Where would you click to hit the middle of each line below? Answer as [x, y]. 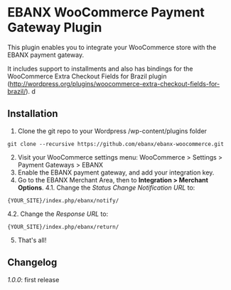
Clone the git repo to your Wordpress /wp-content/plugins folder [112, 131]
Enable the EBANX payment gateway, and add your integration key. [116, 172]
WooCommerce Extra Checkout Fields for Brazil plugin [87, 76]
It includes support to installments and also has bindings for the [100, 68]
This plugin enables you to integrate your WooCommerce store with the [112, 47]
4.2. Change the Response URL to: [58, 214]
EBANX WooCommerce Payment [106, 12]
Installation [33, 114]
